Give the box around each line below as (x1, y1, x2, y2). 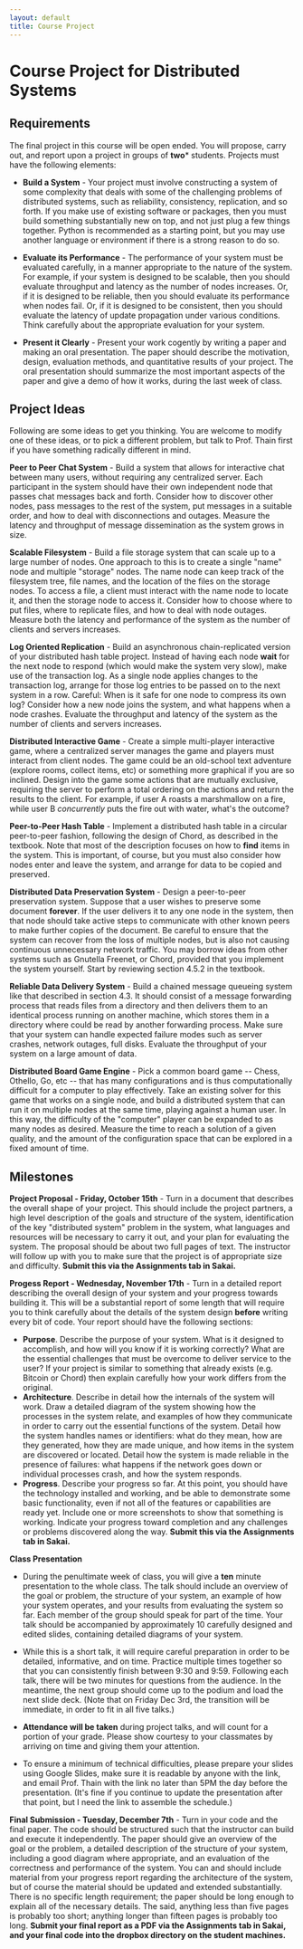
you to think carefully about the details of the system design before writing (9, 1307, 289, 1318)
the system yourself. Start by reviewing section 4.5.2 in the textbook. (9, 963, 265, 974)
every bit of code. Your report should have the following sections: (9, 1316, 253, 1327)
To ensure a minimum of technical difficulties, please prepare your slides (22, 1758, 294, 1770)
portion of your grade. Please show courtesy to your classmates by (22, 1731, 273, 1743)
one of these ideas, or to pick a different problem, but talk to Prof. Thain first (9, 435, 293, 446)
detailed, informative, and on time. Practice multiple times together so (22, 1656, 282, 1667)
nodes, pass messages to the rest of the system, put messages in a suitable (9, 501, 292, 511)
